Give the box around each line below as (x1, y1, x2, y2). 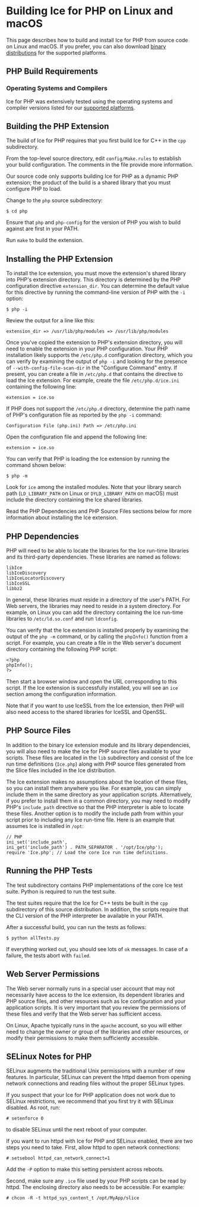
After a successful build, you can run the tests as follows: (6, 923, 147, 930)
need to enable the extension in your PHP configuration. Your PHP (6, 345, 168, 352)
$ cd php (6, 208, 28, 215)
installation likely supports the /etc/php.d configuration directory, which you (6, 352, 193, 359)
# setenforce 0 (6, 1115, 44, 1122)
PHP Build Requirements (6, 67, 99, 77)
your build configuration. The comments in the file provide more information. (6, 161, 194, 168)
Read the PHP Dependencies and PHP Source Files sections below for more (6, 507, 192, 515)
